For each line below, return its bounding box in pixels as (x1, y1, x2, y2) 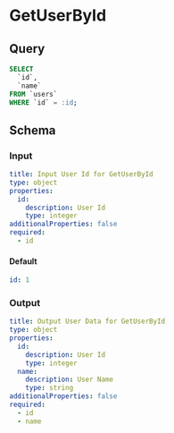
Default (9, 256, 37, 267)
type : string (25, 384, 74, 393)
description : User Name (25, 375, 114, 385)
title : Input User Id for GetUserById (9, 170, 153, 179)
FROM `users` (9, 89, 58, 98)
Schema (9, 123, 56, 138)
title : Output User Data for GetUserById (9, 317, 166, 327)
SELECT (9, 64, 34, 73)
